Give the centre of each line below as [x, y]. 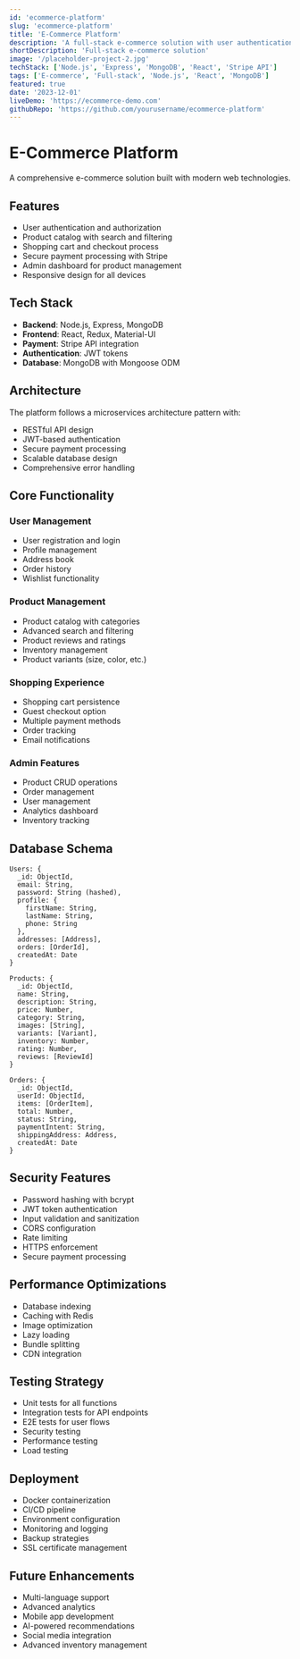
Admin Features [45, 762]
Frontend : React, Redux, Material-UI [89, 334]
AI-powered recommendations [79, 1626]
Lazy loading [46, 1335]
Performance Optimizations [88, 1285]
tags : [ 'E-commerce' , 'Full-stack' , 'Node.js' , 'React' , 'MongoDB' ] [139, 76]
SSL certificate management [75, 1548]
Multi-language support [66, 1597]
